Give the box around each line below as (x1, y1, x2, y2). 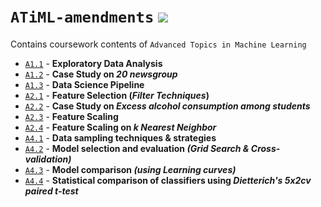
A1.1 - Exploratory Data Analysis (24, 57, 163, 69)
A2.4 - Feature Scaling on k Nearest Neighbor (24, 121, 217, 133)
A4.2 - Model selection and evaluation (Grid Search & (24, 142, 250, 154)
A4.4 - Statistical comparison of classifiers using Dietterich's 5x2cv (24, 174, 312, 186)
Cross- (250, 142, 281, 154)
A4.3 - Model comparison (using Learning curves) (24, 163, 237, 175)
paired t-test (24, 185, 79, 197)
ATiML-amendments (10, 8, 155, 27)
